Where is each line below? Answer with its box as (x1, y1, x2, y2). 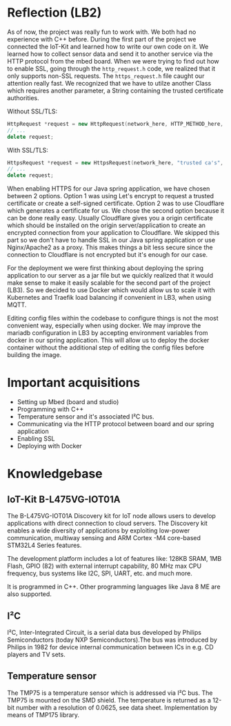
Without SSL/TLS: (7, 107, 58, 115)
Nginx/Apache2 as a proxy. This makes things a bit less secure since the (7, 243, 213, 251)
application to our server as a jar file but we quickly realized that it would (7, 271, 214, 280)
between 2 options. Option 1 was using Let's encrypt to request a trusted (7, 192, 214, 200)
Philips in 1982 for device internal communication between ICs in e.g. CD (7, 642, 214, 651)
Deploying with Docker (17, 442, 83, 450)
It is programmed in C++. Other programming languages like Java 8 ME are (7, 582, 221, 591)
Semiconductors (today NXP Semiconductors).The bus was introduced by (7, 636, 217, 644)
